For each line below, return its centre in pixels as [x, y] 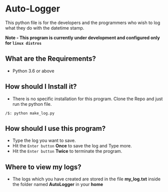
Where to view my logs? [43, 167]
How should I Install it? [41, 86]
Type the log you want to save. [44, 140]
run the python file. [32, 104]
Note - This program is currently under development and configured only [82, 38]
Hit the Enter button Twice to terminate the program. [67, 151]
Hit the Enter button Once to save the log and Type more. [72, 146]
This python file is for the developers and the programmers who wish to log [83, 23]
